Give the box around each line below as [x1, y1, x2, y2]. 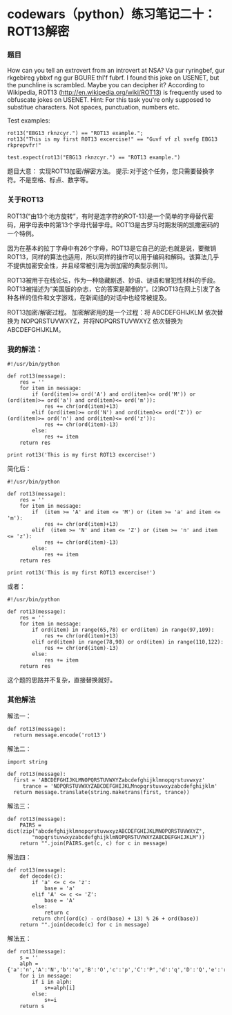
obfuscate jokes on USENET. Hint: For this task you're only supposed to [7, 96, 211, 104]
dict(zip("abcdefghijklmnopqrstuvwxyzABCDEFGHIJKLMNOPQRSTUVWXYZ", [7, 828, 206, 835]
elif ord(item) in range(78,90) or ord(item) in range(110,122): [32, 639, 224, 646]
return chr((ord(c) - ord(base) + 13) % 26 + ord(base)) [32, 915, 199, 922]
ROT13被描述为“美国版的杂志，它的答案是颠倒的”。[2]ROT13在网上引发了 [7, 285, 215, 293]
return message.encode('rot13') [13, 732, 107, 739]
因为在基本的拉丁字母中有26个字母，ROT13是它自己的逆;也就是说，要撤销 [7, 244, 217, 252]
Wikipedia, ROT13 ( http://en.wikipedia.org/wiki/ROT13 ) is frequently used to [7, 88, 222, 97]
